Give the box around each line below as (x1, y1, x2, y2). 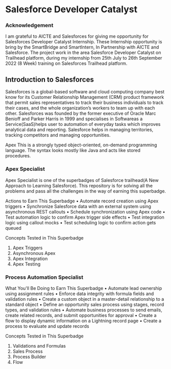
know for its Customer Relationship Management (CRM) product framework (5, 94, 164, 100)
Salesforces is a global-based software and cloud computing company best (5, 89, 165, 95)
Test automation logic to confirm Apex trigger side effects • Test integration (5, 214, 165, 220)
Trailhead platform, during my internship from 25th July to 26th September (5, 55, 162, 61)
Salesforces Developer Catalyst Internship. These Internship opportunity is (5, 39, 162, 45)
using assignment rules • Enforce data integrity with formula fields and (5, 291, 154, 297)
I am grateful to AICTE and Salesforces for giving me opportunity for (5, 33, 149, 39)
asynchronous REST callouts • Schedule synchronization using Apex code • (5, 208, 165, 215)
